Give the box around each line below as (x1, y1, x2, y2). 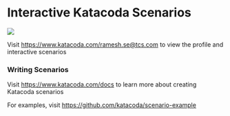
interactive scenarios (7, 47, 67, 56)
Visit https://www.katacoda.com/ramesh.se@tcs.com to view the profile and (7, 40, 224, 49)
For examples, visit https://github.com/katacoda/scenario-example (7, 101, 196, 109)
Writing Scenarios (7, 65, 69, 74)
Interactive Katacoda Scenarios (7, 5, 191, 21)
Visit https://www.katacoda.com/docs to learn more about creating (7, 80, 197, 89)
